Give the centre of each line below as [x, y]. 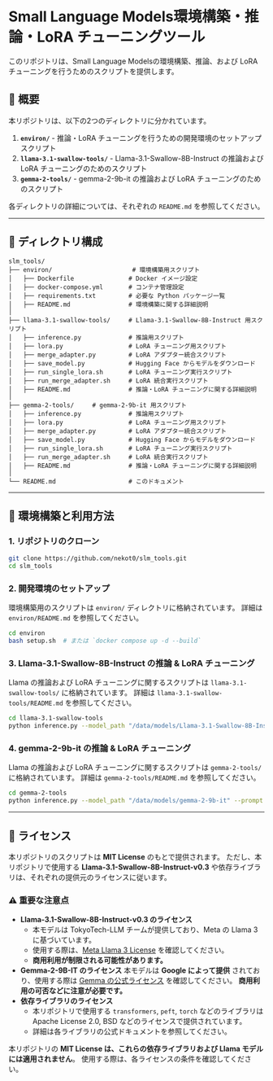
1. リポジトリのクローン [54, 540]
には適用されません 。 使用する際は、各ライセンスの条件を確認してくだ [127, 1059]
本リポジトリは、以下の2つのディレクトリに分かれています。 [110, 120]
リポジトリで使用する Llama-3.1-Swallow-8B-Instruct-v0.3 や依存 [121, 867]
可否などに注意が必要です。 [81, 991]
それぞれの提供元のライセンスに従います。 [101, 877]
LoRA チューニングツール [121, 37]
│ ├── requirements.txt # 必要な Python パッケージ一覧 [117, 295]
